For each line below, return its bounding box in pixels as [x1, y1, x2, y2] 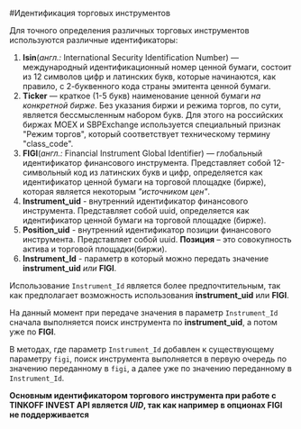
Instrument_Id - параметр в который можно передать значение [22, 253, 269, 264]
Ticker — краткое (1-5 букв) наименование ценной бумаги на [22, 90, 261, 101]
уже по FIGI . [9, 326, 57, 337]
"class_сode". [22, 139, 74, 149]
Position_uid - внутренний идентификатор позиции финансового [22, 224, 272, 235]
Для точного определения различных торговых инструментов [9, 25, 250, 35]
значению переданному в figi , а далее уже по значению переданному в [9, 363, 293, 373]
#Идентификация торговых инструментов [9, 8, 171, 18]
